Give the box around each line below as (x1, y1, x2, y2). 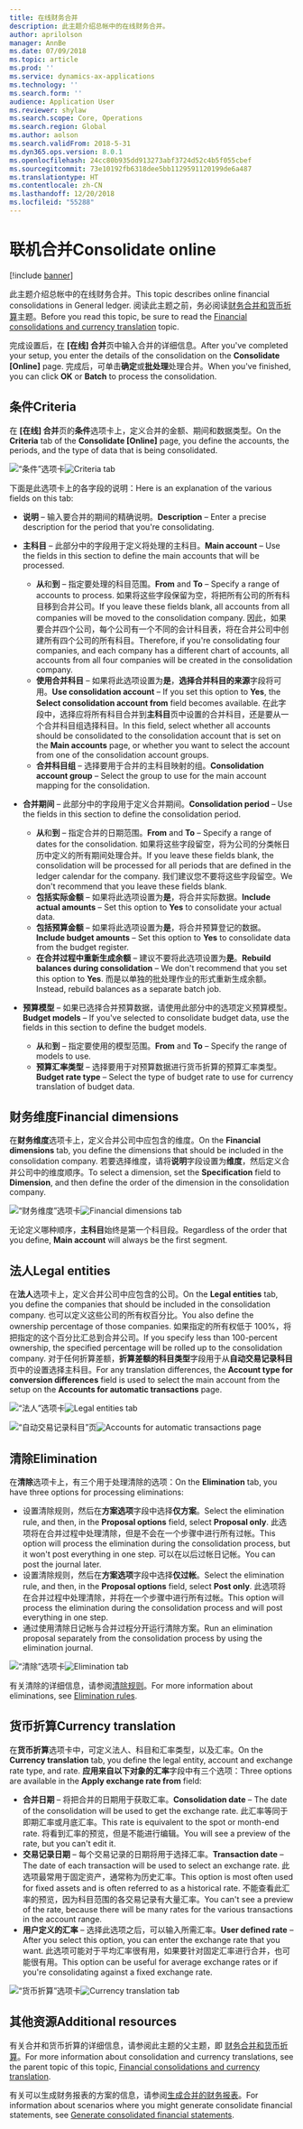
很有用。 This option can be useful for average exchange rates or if (30, 1956, 278, 1967)
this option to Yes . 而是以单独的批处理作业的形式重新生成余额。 (35, 973, 272, 984)
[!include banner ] (9, 270, 74, 281)
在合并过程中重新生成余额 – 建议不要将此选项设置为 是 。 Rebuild (35, 952, 271, 963)
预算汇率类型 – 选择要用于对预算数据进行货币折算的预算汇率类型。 (35, 1061, 282, 1072)
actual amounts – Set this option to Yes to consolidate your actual (35, 902, 282, 912)
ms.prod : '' (9, 64, 54, 73)
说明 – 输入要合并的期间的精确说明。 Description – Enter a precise (22, 511, 267, 522)
